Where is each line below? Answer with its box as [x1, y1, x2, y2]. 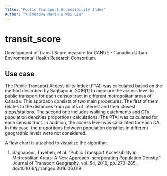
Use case [5, 69, 35, 78]
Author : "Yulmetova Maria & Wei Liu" [5, 12, 84, 17]
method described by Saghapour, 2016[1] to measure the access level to [5, 88, 154, 94]
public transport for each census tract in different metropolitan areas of [5, 93, 152, 99]
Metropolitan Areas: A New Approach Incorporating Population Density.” [12, 155, 161, 161]
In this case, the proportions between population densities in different [5, 125, 148, 131]
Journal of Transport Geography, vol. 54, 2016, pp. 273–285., [12, 160, 138, 166]
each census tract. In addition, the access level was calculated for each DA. [5, 120, 161, 126]
